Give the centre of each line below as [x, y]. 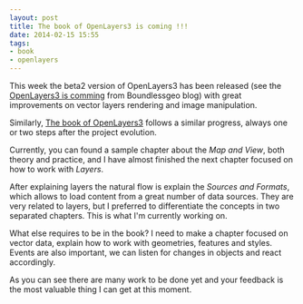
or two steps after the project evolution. [83, 132]
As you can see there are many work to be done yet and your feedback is [147, 279]
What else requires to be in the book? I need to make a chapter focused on [149, 233]
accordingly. [33, 262]
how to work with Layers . [57, 169]
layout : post [34, 18]
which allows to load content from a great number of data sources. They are [151, 196]
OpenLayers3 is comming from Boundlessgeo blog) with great [126, 95]
